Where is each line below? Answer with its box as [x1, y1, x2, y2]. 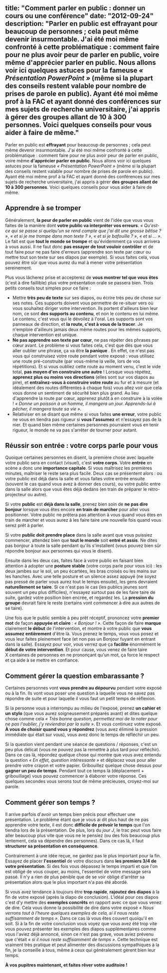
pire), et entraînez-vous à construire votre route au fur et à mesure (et [12, 379, 159, 385]
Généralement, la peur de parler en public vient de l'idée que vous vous [5, 217, 154, 223]
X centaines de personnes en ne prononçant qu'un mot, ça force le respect [5, 652, 160, 658]
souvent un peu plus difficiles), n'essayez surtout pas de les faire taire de [5, 589, 156, 595]
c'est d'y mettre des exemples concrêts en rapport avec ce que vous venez [5, 899, 162, 906]
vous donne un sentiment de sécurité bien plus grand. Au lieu [12, 390, 139, 396]
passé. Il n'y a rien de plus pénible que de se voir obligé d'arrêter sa [5, 874, 145, 880]
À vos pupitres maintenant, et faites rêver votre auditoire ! [5, 962, 128, 968]
